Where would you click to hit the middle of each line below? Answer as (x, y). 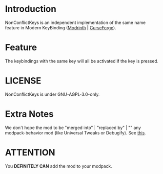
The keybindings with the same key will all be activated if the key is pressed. (82, 61)
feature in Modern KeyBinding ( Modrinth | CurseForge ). (61, 27)
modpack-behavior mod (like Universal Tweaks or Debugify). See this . (76, 132)
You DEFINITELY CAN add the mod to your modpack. (59, 166)
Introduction (31, 9)
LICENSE (23, 81)
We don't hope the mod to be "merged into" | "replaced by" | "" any (73, 128)
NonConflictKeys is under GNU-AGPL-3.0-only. (52, 94)
